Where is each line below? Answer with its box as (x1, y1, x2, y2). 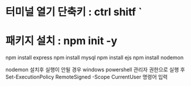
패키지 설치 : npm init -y (5, 35, 118, 47)
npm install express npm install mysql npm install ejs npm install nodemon (5, 54, 184, 61)
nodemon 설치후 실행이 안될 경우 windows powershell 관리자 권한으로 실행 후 (5, 66, 185, 73)
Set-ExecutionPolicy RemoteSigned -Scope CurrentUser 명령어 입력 (5, 74, 168, 81)
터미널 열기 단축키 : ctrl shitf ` (5, 5, 142, 19)
